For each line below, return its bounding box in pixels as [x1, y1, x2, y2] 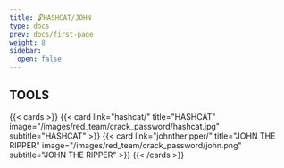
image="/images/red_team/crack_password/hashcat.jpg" [9, 121, 221, 131]
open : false [17, 55, 63, 63]
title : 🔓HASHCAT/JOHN [9, 13, 92, 22]
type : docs [9, 21, 50, 30]
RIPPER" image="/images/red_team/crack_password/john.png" [9, 139, 242, 150]
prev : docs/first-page [9, 29, 94, 38]
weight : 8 [9, 38, 46, 47]
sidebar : [9, 46, 42, 55]
